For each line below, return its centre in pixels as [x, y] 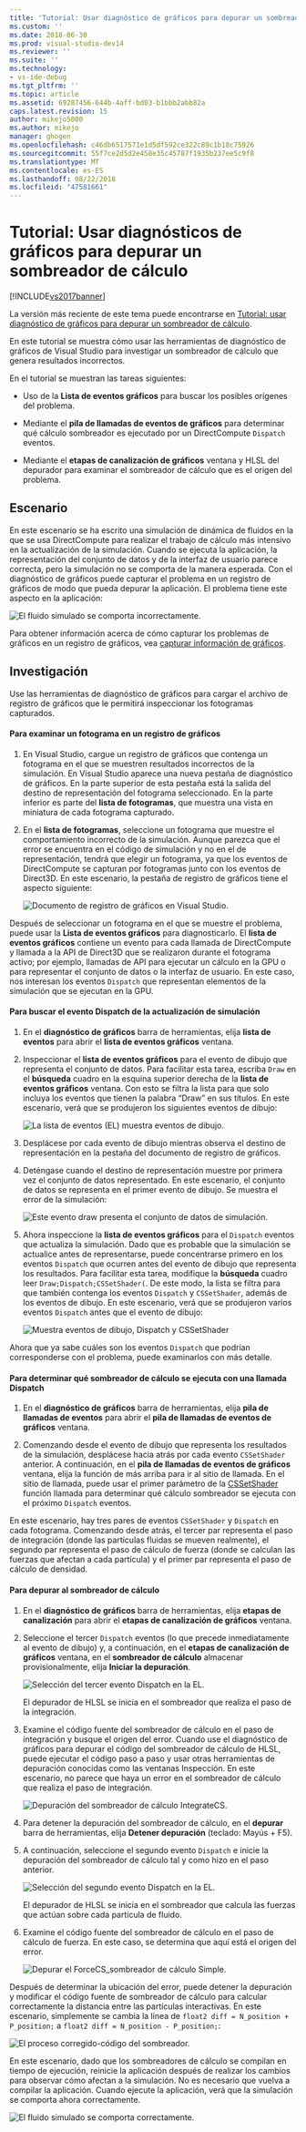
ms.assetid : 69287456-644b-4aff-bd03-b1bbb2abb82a [107, 102]
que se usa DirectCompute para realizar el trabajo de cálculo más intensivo [150, 539]
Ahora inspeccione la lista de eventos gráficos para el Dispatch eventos [158, 1235]
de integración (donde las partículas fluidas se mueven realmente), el [139, 1540]
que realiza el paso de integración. [87, 1788]
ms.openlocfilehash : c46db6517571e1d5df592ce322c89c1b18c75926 [132, 145]
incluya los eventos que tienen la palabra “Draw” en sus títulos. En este [156, 1098]
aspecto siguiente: [57, 887]
